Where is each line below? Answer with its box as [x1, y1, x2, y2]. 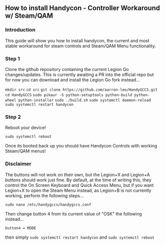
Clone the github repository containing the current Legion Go [5, 66, 129, 72]
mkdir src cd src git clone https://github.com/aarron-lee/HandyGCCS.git [5, 87, 158, 92]
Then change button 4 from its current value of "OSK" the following [5, 210, 142, 216]
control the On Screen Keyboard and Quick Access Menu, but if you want [5, 182, 154, 188]
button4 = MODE [5, 225, 36, 231]
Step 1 [5, 55, 20, 62]
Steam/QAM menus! [5, 148, 46, 154]
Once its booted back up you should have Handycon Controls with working [5, 143, 158, 149]
